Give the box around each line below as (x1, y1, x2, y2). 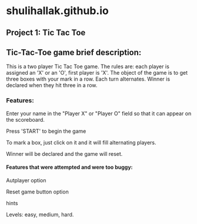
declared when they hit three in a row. (6, 82, 98, 89)
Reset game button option (6, 188, 69, 195)
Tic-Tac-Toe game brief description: (6, 47, 142, 57)
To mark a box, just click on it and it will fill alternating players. (6, 139, 156, 146)
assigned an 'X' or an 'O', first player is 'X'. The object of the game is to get (6, 69, 188, 76)
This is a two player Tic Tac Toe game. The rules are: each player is (6, 63, 169, 70)
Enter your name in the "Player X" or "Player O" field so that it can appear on (6, 110, 192, 117)
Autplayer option (6, 176, 46, 183)
